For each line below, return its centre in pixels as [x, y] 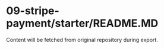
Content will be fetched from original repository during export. [82, 40]
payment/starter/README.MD [82, 23]
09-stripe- [33, 11]
